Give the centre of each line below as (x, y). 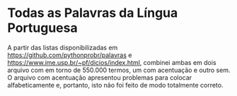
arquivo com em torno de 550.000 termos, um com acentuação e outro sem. (119, 70)
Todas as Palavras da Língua (93, 13)
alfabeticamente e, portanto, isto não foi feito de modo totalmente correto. (115, 85)
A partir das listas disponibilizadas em (63, 47)
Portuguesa (42, 28)
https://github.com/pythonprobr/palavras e (70, 55)
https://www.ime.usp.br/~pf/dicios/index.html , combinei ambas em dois (112, 62)
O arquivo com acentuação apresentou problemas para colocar (100, 77)
